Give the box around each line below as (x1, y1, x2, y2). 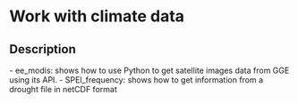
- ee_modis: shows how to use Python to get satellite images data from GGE (9, 65, 290, 75)
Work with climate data (9, 6, 185, 27)
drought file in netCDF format (9, 84, 118, 94)
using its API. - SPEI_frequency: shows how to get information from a (9, 75, 264, 85)
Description (9, 42, 76, 57)
